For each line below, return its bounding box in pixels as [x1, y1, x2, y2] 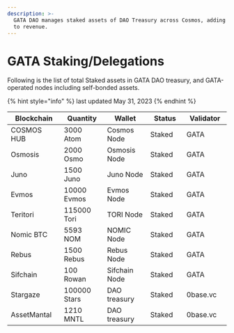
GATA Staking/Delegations [7, 53, 165, 69]
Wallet [114, 114, 136, 123]
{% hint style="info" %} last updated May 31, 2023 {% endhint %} [7, 97, 196, 105]
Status [153, 114, 176, 123]
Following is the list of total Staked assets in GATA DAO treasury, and [7, 76, 204, 84]
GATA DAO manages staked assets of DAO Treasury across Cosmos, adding [13, 17, 226, 24]
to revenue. [13, 23, 49, 30]
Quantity [67, 114, 97, 123]
